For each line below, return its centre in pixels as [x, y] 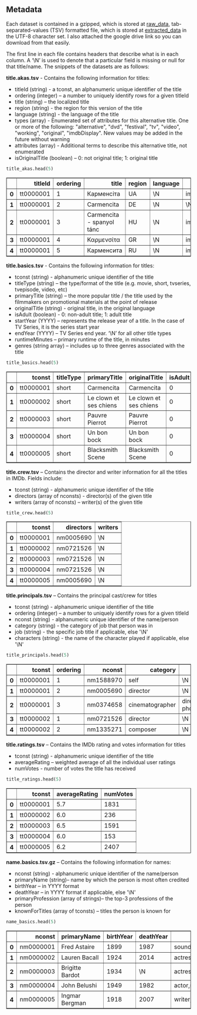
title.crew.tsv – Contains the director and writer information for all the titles [97, 472]
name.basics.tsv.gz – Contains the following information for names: [89, 862]
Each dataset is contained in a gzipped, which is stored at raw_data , [88, 24]
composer [143, 729]
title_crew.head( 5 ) [30, 513]
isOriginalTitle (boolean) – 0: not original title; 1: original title [86, 158]
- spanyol [101, 222]
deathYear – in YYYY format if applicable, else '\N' [75, 892]
